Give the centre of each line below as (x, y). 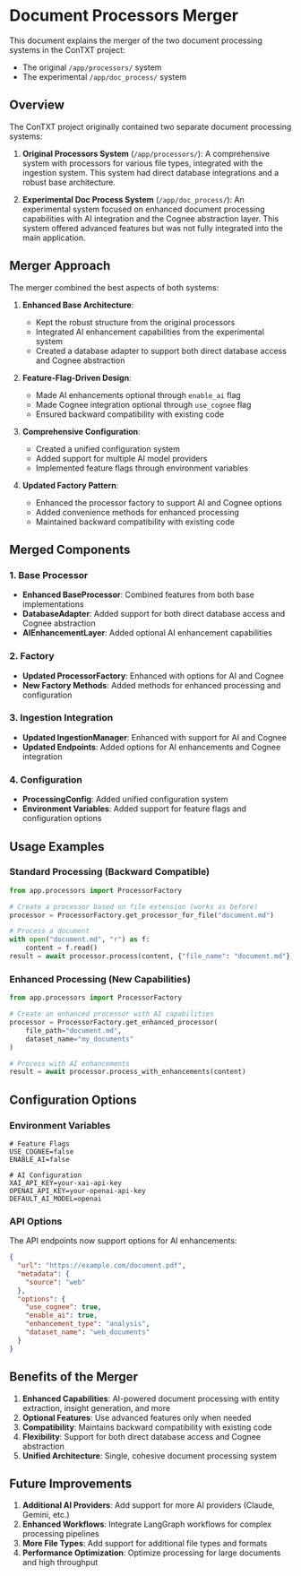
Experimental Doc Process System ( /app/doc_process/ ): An (133, 199)
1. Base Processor (49, 575)
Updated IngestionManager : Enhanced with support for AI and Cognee (154, 737)
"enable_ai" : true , (62, 1316)
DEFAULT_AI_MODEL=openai (56, 1199)
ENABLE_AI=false (39, 1159)
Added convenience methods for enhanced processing (138, 512)
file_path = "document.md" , (74, 1030)
